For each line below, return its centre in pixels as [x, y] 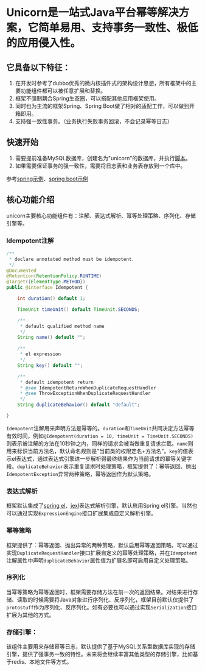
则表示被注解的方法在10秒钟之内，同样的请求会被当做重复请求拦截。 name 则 [100, 443]
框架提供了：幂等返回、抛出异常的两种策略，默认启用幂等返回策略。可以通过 [102, 545]
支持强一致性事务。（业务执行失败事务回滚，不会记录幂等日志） [94, 121]
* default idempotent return [57, 382]
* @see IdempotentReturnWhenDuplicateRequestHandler [88, 388]
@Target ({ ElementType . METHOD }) [46, 282]
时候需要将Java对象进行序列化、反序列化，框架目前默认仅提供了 [113, 599]
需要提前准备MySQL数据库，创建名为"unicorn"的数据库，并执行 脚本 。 [103, 158]
